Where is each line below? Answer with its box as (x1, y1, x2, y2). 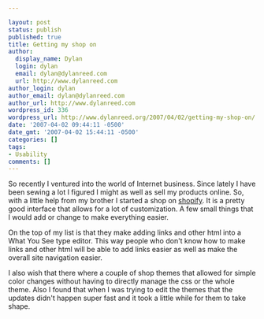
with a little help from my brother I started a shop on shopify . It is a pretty (8, 196, 245, 206)
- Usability (8, 150, 47, 158)
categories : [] (8, 135, 58, 143)
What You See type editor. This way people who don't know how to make (8, 236, 246, 246)
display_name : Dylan (15, 55, 83, 63)
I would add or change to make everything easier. (8, 213, 169, 222)
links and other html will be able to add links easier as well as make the (8, 245, 238, 254)
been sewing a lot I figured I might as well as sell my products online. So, (8, 187, 244, 197)
